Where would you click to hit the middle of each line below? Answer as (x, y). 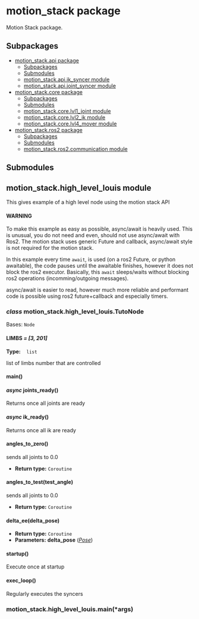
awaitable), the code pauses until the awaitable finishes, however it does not (100, 266)
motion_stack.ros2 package (49, 130)
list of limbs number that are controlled (53, 363)
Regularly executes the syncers (45, 593)
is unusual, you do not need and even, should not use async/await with (93, 235)
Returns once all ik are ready (41, 430)
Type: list (22, 351)
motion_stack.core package (49, 92)
